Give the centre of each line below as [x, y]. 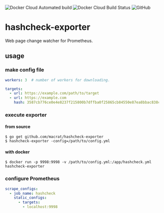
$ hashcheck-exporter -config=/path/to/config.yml [58, 141]
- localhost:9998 [40, 207]
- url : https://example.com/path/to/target [54, 93]
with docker [18, 152]
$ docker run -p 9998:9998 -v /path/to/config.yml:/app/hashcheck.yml [78, 162]
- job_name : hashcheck [32, 193]
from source [18, 126]
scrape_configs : [21, 189]
